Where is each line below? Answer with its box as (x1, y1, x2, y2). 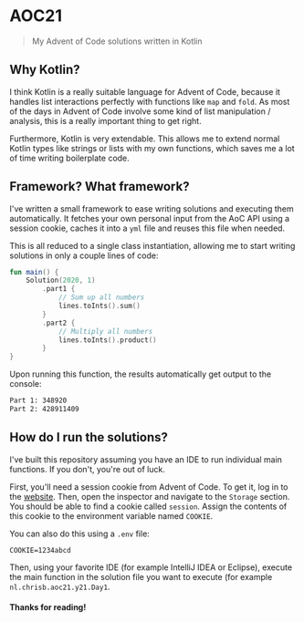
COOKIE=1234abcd (9, 545, 71, 555)
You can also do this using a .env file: (9, 528, 151, 539)
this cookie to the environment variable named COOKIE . (9, 510, 214, 521)
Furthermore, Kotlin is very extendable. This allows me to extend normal (9, 133, 280, 144)
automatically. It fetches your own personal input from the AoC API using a (9, 213, 290, 223)
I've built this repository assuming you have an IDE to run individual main (9, 453, 283, 465)
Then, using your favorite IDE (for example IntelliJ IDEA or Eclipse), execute (9, 562, 293, 573)
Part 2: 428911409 (9, 405, 79, 414)
